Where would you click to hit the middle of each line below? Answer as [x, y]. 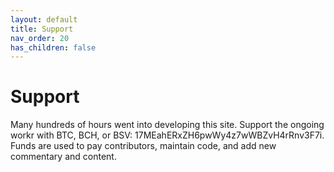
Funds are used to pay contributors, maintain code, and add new [143, 146]
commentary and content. [63, 157]
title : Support [42, 29]
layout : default [44, 19]
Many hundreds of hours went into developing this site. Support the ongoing [167, 125]
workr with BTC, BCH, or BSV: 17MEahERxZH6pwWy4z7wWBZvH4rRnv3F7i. [167, 135]
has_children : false [53, 47]
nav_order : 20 [40, 38]
